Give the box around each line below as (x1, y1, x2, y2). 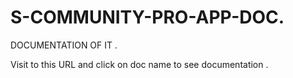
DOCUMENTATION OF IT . (10, 39, 118, 51)
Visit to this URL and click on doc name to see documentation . (10, 58, 269, 70)
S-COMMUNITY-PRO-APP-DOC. (10, 6, 285, 29)
